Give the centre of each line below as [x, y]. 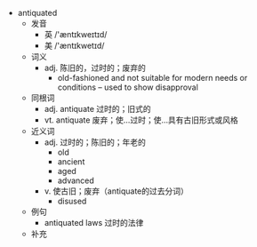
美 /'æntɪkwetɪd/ [74, 45]
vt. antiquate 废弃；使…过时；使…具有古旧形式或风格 [141, 120]
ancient [71, 162]
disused [72, 201]
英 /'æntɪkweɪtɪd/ [76, 34]
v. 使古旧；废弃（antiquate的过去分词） [116, 191]
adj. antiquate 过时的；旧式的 [97, 109]
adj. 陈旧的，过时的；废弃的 [95, 68]
